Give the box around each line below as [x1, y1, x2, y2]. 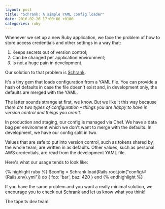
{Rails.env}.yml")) [5, 174, 41, 180]
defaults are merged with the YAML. [5, 89, 78, 95]
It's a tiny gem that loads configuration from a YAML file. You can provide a [5, 79, 158, 85]
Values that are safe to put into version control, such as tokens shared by [5, 139, 153, 145]
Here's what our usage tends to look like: [5, 159, 88, 166]
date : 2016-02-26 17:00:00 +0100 [5, 16, 74, 21]
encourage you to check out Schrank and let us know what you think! [5, 189, 146, 195]
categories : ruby [5, 21, 41, 26]
